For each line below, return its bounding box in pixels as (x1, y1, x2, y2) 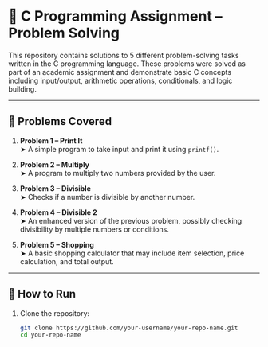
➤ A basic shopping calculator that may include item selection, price (19, 248, 245, 258)
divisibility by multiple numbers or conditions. (19, 224, 169, 234)
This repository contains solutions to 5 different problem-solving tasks (8, 50, 239, 60)
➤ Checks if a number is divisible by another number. (19, 192, 195, 201)
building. (8, 84, 37, 94)
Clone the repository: (19, 308, 90, 318)
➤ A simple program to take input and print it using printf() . (19, 144, 219, 154)
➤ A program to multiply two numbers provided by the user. (19, 168, 216, 177)
